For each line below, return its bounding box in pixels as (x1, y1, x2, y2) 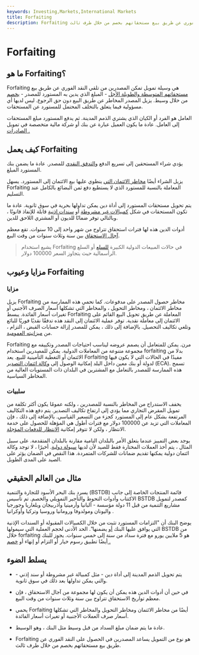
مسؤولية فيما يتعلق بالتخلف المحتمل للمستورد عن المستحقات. (6, 103, 143, 110)
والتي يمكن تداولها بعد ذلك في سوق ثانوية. (15, 577, 108, 584)
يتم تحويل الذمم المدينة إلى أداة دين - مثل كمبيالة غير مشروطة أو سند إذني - (15, 570, 182, 578)
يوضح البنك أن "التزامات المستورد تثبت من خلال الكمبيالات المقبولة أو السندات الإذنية (6, 518, 192, 526)
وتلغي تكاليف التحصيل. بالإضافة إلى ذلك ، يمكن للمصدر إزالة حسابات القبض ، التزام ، (6, 323, 191, 330)
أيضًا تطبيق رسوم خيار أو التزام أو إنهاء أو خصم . (6, 537, 111, 544)
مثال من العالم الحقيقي (6, 473, 81, 483)
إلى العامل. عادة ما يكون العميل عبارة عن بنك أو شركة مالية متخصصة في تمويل (6, 121, 180, 128)
